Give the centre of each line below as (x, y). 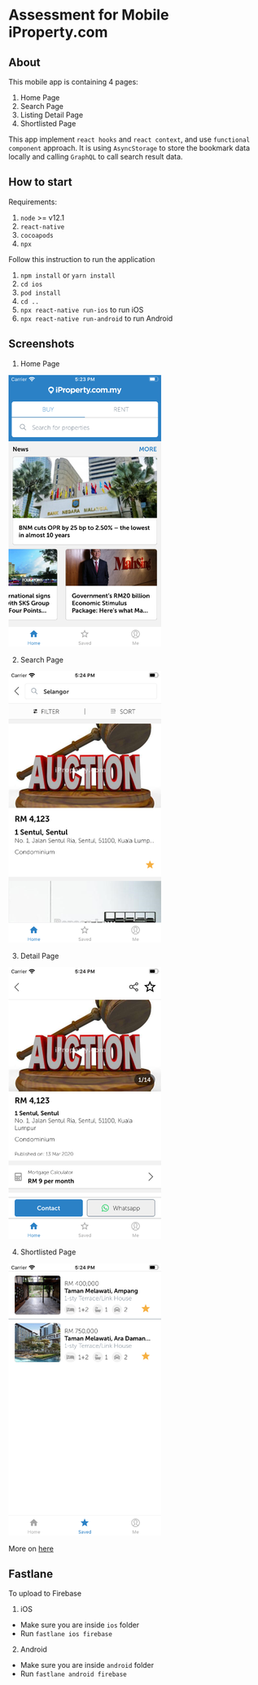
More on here (31, 1548)
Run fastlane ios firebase (66, 1634)
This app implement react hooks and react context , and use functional (129, 139)
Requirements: (33, 202)
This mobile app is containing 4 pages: (73, 82)
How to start (40, 182)
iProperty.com (58, 32)
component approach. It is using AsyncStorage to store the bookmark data (129, 148)
